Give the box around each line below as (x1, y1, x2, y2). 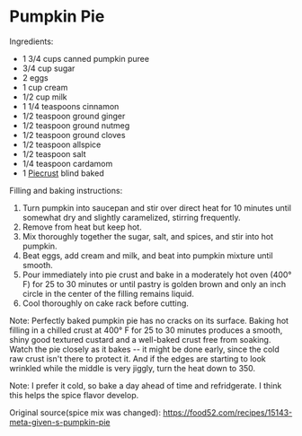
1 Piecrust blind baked (22, 168, 105, 179)
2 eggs (22, 72, 49, 83)
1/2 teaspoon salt (22, 148, 87, 159)
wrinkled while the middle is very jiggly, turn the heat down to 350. (9, 362, 256, 373)
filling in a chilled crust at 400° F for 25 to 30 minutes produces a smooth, (9, 325, 283, 336)
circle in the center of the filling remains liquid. (22, 288, 195, 299)
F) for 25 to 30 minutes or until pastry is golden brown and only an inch (22, 278, 286, 289)
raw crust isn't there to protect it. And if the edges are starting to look (9, 353, 267, 364)
